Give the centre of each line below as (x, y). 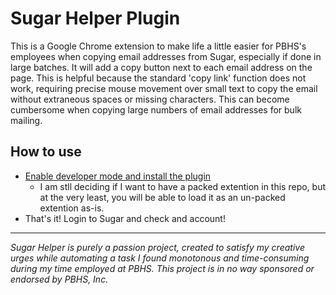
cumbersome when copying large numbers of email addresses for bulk (156, 109)
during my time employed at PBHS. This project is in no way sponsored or (162, 268)
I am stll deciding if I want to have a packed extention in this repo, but (183, 186)
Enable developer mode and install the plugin (118, 176)
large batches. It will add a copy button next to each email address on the (161, 67)
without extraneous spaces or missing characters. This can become (150, 99)
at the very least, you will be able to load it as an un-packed (162, 197)
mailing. (26, 120)
